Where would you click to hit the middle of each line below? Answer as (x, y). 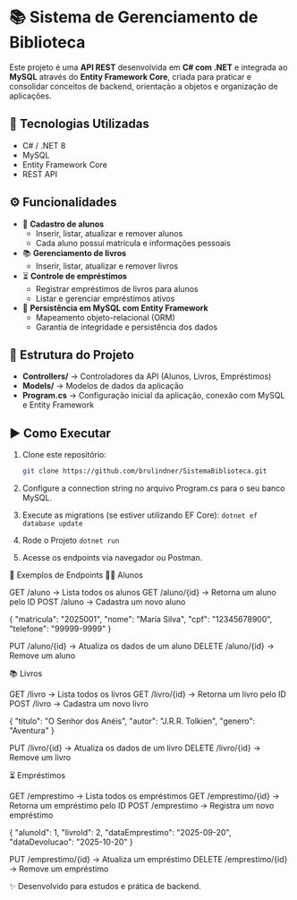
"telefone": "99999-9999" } (60, 629)
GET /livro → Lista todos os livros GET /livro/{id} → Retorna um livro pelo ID (148, 694)
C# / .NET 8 (44, 145)
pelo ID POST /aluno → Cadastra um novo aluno (98, 602)
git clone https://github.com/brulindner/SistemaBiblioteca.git (144, 471)
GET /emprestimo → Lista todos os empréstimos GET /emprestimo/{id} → (144, 796)
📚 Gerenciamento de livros (74, 253)
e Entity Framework (58, 405)
